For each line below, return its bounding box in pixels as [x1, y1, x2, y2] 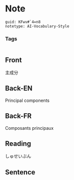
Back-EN [5, 84, 33, 92]
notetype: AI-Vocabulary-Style [5, 23, 70, 29]
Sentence [5, 168, 36, 177]
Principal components [5, 97, 50, 103]
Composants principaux [5, 125, 54, 131]
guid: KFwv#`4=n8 [5, 19, 41, 24]
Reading [5, 140, 31, 148]
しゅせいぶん [5, 153, 31, 159]
